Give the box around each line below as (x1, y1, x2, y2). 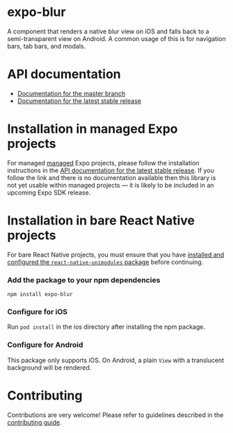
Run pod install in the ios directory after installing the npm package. (7, 322, 205, 331)
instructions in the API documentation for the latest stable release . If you (7, 166, 214, 174)
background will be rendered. (7, 363, 92, 372)
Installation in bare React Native (7, 213, 195, 228)
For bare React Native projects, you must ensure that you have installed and (7, 250, 225, 259)
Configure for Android (7, 340, 83, 350)
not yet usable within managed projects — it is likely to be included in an (7, 181, 214, 189)
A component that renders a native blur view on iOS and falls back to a (7, 27, 210, 35)
